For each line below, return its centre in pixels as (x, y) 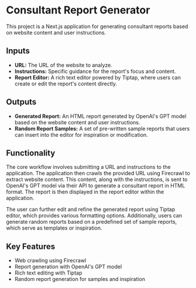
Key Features (31, 246)
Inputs (18, 51)
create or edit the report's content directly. (66, 84)
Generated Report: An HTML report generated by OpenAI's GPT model (100, 116)
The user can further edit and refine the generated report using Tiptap (91, 209)
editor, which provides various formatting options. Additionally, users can (94, 216)
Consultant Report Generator (78, 10)
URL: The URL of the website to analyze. (63, 65)
